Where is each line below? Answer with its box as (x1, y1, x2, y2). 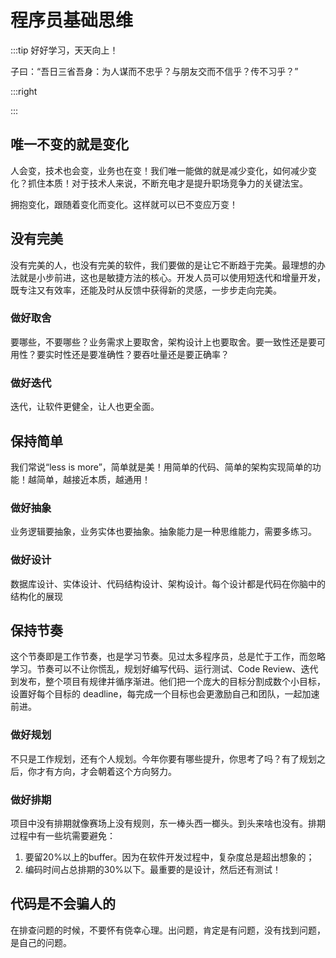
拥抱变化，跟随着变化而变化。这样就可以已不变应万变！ (10, 198, 238, 210)
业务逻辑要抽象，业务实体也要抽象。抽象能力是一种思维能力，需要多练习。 (10, 526, 317, 538)
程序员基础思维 (10, 9, 134, 32)
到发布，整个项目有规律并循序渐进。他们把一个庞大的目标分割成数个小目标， (10, 676, 326, 688)
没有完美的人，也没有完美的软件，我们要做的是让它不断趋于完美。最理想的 (10, 259, 317, 271)
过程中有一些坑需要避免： (10, 829, 116, 841)
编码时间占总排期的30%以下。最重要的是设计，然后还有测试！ (24, 863, 282, 875)
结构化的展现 (10, 590, 63, 602)
